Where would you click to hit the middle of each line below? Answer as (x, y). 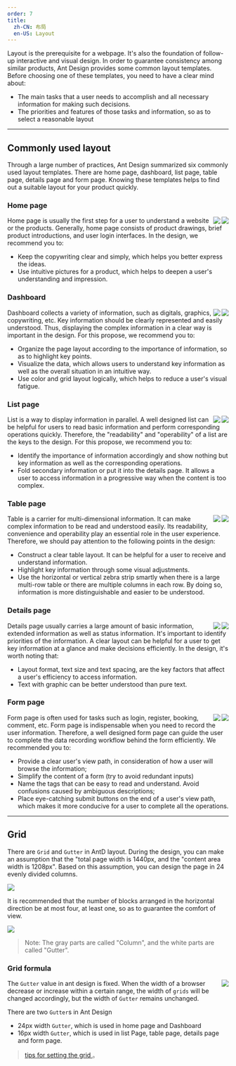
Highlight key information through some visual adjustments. (103, 570)
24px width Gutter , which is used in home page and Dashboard (109, 1025)
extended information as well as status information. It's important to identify (117, 633)
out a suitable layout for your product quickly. (73, 188)
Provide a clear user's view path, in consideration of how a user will (115, 761)
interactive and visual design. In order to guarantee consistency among (119, 61)
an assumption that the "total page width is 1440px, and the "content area (114, 859)
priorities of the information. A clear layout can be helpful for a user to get (114, 641)
